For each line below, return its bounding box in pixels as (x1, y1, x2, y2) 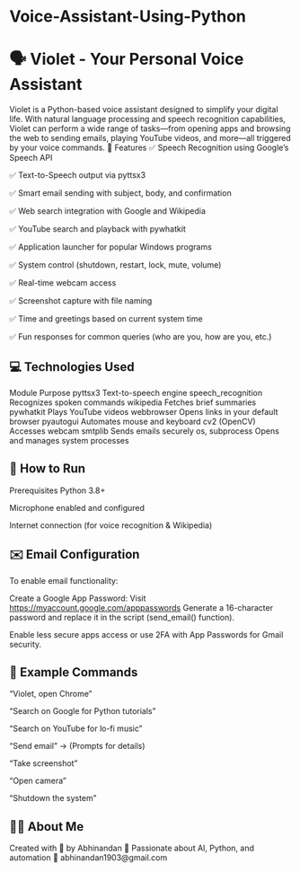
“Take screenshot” (9, 758, 78, 769)
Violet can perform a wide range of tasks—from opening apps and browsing (9, 123, 291, 134)
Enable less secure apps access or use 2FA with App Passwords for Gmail (9, 629, 284, 639)
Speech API (9, 153, 53, 163)
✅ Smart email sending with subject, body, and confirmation (9, 188, 232, 198)
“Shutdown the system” (9, 793, 97, 804)
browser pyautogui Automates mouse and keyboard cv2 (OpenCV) (9, 416, 256, 427)
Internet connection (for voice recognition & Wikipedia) (9, 519, 213, 531)
